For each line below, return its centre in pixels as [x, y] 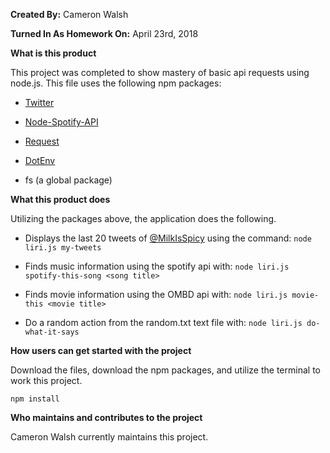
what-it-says [52, 332]
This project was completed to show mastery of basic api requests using [160, 72]
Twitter [39, 102]
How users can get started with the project [101, 350]
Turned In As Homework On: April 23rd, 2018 [104, 33]
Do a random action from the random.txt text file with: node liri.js [163, 322]
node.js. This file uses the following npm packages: [116, 83]
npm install [35, 399]
